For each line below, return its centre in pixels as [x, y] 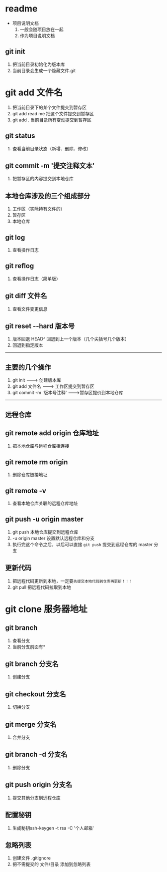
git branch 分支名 [32, 664]
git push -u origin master [44, 519]
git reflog [20, 266]
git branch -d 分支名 [36, 754]
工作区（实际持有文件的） [39, 209]
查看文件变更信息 [30, 309]
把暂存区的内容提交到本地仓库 [43, 179]
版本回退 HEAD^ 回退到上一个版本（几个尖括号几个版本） [71, 339]
